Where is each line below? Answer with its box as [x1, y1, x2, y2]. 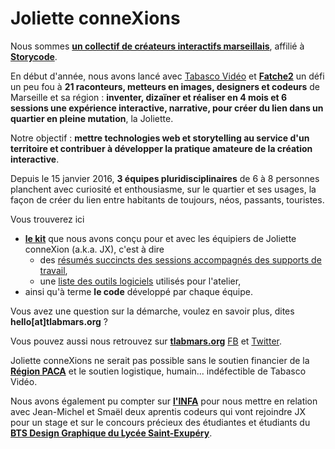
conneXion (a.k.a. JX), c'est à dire [24, 243, 165, 255]
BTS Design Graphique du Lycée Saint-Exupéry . [10, 427, 213, 439]
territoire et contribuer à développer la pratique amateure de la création [10, 142, 313, 154]
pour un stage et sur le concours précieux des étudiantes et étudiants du [10, 416, 311, 428]
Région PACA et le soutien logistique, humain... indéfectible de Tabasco [10, 365, 307, 377]
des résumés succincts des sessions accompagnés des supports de [39, 253, 322, 266]
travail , [39, 264, 68, 276]
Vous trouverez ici [10, 213, 85, 225]
